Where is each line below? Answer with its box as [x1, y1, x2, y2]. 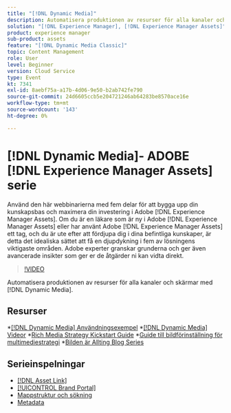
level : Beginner [7, 61, 54, 68]
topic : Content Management [7, 49, 85, 56]
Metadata [16, 399, 45, 407]
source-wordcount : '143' [7, 106, 78, 113]
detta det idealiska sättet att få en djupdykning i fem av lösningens [7, 237, 195, 245]
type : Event [7, 74, 41, 81]
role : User [7, 55, 38, 62]
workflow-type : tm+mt [7, 100, 69, 107]
